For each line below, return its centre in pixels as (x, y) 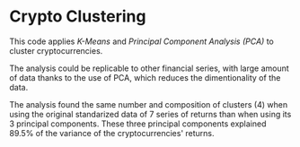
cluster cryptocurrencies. (56, 50)
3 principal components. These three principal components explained (138, 124)
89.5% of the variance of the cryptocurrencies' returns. (112, 133)
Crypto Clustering (78, 17)
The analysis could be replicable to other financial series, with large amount (149, 68)
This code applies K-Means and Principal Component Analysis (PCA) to (141, 41)
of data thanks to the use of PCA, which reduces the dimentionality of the (145, 77)
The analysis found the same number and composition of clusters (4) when (149, 104)
